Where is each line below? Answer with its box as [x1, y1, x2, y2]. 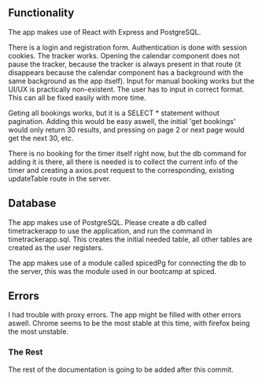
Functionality [8, 6, 75, 20]
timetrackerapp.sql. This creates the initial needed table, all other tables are [8, 234, 253, 244]
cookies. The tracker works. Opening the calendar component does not [8, 51, 240, 60]
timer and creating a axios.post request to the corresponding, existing [8, 165, 234, 174]
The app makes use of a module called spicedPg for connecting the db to [8, 258, 246, 268]
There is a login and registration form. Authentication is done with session [8, 43, 248, 52]
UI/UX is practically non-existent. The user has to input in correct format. [8, 84, 245, 94]
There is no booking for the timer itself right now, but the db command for [8, 148, 247, 158]
